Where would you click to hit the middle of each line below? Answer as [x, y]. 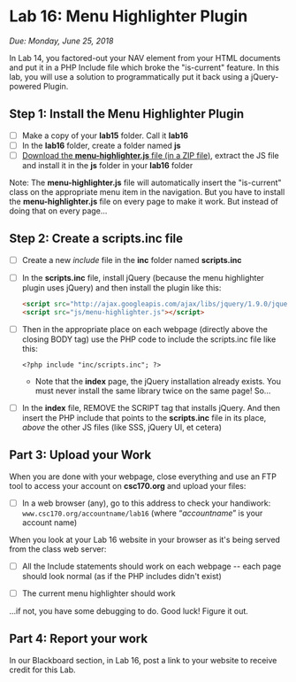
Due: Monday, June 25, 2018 [61, 41]
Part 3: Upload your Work [80, 455]
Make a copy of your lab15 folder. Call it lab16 [105, 136]
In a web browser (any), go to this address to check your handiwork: [146, 503]
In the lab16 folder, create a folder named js [101, 145]
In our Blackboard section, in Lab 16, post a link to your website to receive [143, 660]
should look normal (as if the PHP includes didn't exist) [122, 576]
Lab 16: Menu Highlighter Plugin [129, 16]
